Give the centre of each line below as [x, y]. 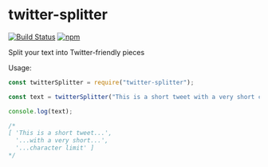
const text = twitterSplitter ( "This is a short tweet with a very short [132, 97]
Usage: [20, 68]
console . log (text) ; [41, 111]
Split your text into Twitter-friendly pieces [77, 52]
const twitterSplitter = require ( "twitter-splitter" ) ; [101, 82]
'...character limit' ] [55, 148]
